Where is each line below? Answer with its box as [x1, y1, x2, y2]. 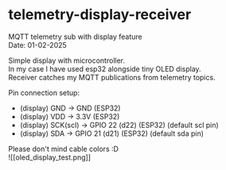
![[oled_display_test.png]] [8, 153, 92, 162]
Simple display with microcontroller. [8, 56, 126, 65]
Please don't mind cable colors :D [8, 144, 119, 153]
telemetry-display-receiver [8, 6, 192, 24]
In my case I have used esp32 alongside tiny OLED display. [8, 64, 201, 73]
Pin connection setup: [8, 87, 80, 97]
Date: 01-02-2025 [8, 40, 68, 49]
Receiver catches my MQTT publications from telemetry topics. [8, 72, 216, 82]
